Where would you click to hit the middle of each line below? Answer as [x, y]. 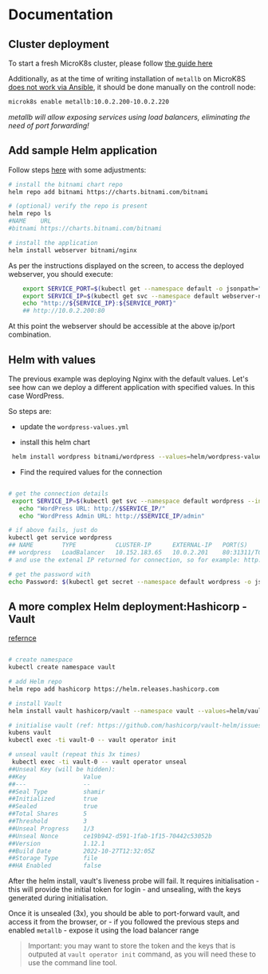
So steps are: [30, 411]
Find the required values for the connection [91, 471]
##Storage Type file [53, 858]
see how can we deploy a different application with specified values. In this [132, 387]
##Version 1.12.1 [57, 843]
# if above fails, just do [53, 530]
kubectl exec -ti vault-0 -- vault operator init [93, 740]
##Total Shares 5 [48, 814]
